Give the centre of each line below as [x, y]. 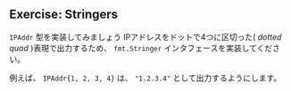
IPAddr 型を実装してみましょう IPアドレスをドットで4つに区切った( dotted [145, 37]
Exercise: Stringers [64, 15]
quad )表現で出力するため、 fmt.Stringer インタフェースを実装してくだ [141, 48]
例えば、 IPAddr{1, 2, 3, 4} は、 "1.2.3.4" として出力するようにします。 [145, 78]
